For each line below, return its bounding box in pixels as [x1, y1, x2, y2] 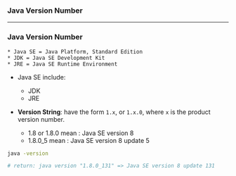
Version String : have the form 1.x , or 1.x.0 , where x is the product [17, 108, 211, 116]
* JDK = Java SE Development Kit [7, 54, 105, 61]
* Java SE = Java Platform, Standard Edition [7, 48, 143, 55]
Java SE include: [17, 73, 66, 81]
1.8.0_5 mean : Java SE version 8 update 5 [27, 136, 150, 144]
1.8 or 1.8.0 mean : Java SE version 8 [27, 129, 134, 137]
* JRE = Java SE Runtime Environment [7, 61, 118, 68]
